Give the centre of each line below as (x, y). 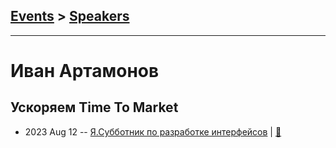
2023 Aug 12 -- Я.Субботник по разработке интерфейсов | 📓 (153, 131)
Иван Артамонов (85, 71)
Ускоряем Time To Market (94, 107)
